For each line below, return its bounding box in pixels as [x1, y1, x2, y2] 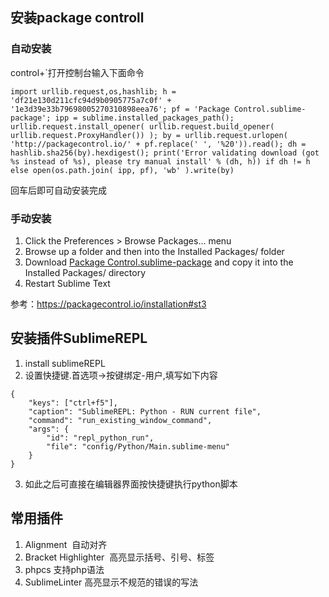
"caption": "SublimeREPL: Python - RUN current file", [28, 406, 262, 417]
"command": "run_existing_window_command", [28, 415, 213, 425]
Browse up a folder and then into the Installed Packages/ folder [24, 245, 285, 257]
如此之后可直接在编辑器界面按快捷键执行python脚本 [24, 478, 238, 490]
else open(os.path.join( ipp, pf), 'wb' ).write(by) [10, 165, 235, 175]
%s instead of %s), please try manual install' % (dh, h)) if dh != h [10, 156, 311, 167]
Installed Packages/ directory [24, 266, 147, 278]
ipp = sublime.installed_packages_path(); [54, 113, 235, 123]
